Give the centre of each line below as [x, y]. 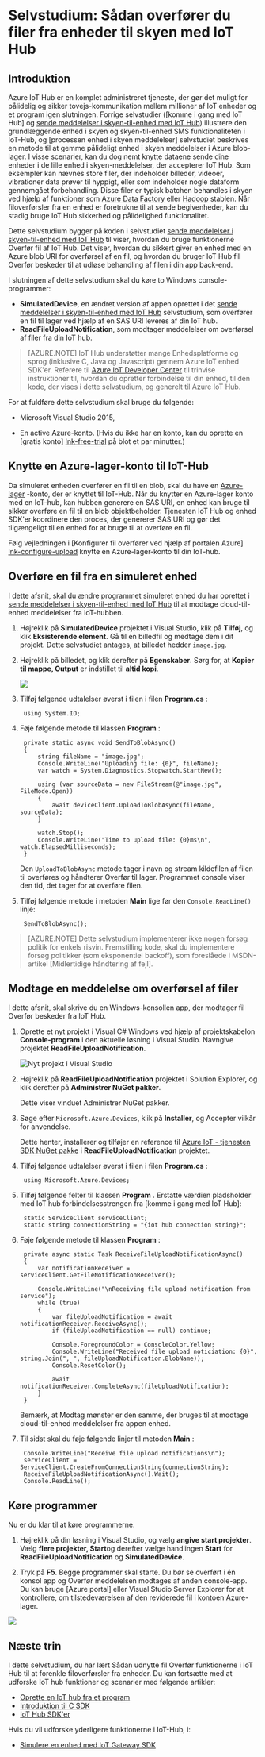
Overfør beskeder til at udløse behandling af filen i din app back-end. [121, 265]
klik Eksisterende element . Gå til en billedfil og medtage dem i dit [127, 636]
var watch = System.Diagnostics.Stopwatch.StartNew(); [130, 770]
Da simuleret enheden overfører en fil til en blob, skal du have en [114, 485]
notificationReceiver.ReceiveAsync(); [83, 1324]
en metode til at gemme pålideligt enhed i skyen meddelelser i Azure [120, 148]
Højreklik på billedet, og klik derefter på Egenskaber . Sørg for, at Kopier [137, 660]
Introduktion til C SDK [55, 1706]
